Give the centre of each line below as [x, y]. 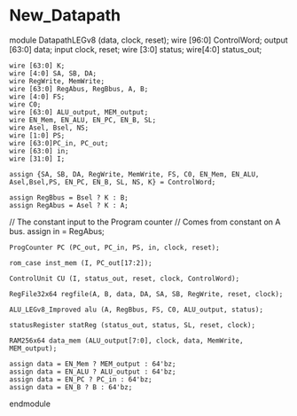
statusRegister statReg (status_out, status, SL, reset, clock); [132, 325]
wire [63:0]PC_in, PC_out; [59, 143]
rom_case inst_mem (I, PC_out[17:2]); [81, 263]
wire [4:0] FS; [37, 97]
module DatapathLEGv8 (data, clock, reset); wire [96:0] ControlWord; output [148, 40]
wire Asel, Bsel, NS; [49, 128]
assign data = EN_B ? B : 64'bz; [71, 387]
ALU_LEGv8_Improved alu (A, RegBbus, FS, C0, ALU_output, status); [137, 310]
